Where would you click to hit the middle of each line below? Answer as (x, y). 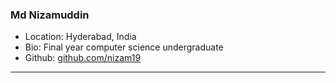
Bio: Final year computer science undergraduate (124, 47)
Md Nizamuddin (50, 15)
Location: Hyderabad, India (80, 37)
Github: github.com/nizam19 (83, 58)
